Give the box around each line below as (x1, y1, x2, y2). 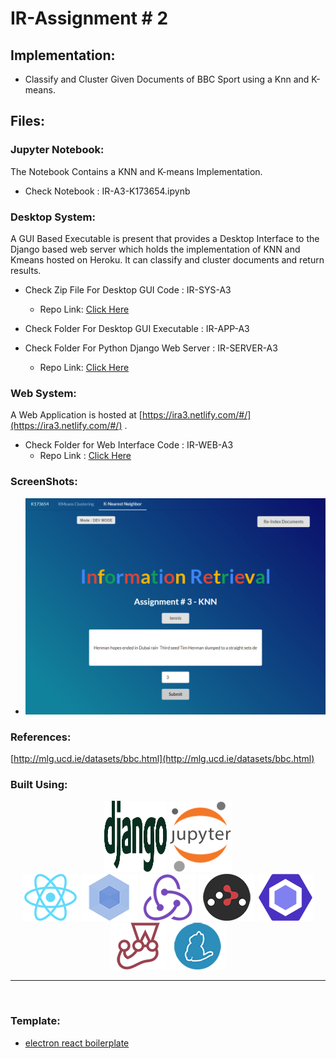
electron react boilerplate (24, 1037, 130, 1049)
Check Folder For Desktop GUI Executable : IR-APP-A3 (24, 322, 250, 334)
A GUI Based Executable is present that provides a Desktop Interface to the (10, 232, 320, 244)
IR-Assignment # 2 (10, 7, 169, 30)
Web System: (10, 386, 77, 400)
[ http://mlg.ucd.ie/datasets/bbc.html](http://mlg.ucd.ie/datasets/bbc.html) (10, 752, 315, 764)
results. (10, 264, 42, 276)
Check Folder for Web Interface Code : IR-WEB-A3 (24, 439, 234, 451)
